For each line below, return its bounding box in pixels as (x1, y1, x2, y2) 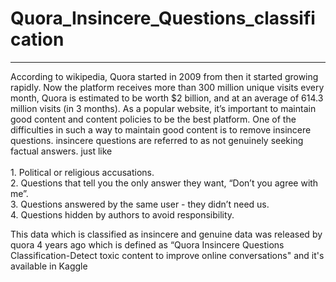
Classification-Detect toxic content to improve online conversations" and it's (10, 249, 325, 261)
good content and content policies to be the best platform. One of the (10, 113, 297, 125)
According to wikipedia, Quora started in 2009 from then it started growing (10, 70, 319, 82)
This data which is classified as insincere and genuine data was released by (10, 228, 323, 240)
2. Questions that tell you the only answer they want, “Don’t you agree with (10, 177, 319, 189)
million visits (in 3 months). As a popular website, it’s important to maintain (10, 102, 317, 114)
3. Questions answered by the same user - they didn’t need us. (10, 198, 270, 210)
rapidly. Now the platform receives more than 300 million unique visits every (10, 81, 325, 93)
